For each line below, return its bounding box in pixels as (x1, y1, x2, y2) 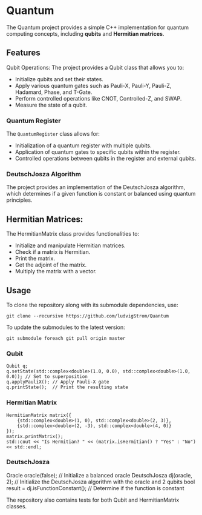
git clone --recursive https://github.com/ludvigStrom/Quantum (6, 313, 169, 319)
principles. (6, 196, 33, 204)
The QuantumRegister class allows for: (6, 130, 100, 138)
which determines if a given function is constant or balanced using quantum (6, 190, 196, 198)
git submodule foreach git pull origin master (6, 335, 126, 341)
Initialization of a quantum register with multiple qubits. (15, 142, 152, 149)
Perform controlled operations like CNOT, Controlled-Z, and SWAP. (15, 95, 182, 102)
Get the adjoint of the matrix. (15, 261, 86, 268)
